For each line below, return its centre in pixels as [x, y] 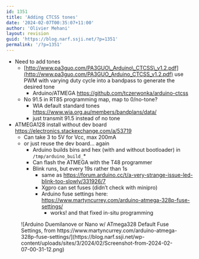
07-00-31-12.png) [43, 249]
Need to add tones [37, 61]
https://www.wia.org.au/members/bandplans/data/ [94, 112]
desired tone [39, 87]
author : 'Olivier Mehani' [38, 28]
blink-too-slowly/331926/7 [73, 181]
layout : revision [28, 34]
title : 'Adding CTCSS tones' [42, 17]
